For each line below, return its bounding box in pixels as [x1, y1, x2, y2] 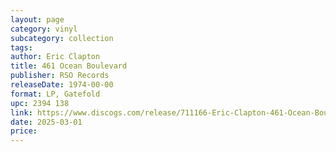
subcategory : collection [10, 33, 114, 43]
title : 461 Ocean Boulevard [10, 61, 128, 71]
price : [10, 126, 38, 136]
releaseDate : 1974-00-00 [10, 80, 114, 90]
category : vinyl [10, 24, 78, 34]
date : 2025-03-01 [10, 117, 83, 127]
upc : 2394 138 [10, 98, 70, 108]
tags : [10, 42, 33, 53]
